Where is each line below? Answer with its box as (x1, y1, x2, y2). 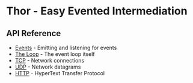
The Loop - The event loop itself (14, 51, 95, 58)
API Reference (6, 28, 61, 38)
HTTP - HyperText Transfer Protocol (14, 70, 105, 76)
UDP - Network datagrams (14, 63, 81, 70)
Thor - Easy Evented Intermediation (6, 4, 188, 18)
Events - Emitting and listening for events (14, 44, 117, 51)
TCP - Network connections (14, 57, 85, 64)
